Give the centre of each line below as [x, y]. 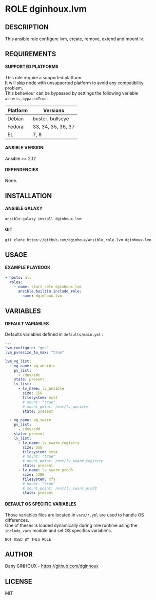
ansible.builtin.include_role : [50, 291]
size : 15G [32, 393]
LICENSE [19, 581]
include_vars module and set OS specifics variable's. [58, 530]
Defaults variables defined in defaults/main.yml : [54, 334]
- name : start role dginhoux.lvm [48, 287]
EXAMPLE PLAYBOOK [28, 267]
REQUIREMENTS [30, 54]
